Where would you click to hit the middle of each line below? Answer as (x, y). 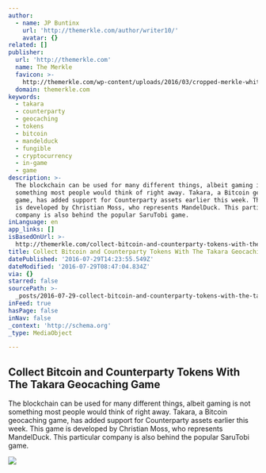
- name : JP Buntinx (47, 23)
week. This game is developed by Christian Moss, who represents (116, 429)
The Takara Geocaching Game (84, 385)
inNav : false (30, 318)
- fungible (33, 148)
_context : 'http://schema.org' (60, 325)
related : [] (28, 45)
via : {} (21, 274)
